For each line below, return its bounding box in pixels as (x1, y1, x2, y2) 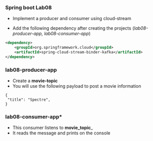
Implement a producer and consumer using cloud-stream (12, 16, 132, 22)
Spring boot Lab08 (5, 4, 52, 11)
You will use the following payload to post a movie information (12, 83, 141, 89)
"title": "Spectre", (7, 97, 51, 102)
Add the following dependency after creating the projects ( (12, 25, 134, 31)
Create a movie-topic (12, 78, 58, 84)
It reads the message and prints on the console (12, 130, 111, 136)
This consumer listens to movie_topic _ (12, 125, 93, 131)
